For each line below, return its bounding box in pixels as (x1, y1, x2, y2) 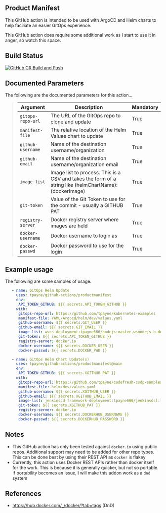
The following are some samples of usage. (5, 278, 92, 284)
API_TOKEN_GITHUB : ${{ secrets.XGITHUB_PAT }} (18, 371, 116, 376)
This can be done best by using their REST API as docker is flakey (12, 454, 146, 460)
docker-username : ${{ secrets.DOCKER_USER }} (18, 343, 114, 348)
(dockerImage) (50, 188, 85, 195)
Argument (20, 104, 45, 111)
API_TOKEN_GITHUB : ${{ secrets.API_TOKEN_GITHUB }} (18, 302, 127, 307)
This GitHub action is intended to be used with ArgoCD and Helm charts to (5, 17, 157, 23)
